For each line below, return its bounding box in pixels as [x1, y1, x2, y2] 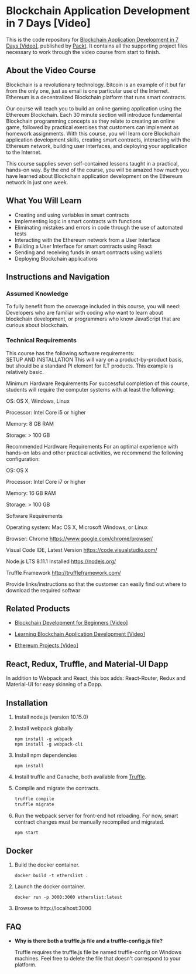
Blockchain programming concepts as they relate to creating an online [6, 117, 176, 124]
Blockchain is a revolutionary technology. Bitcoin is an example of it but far [6, 81, 186, 88]
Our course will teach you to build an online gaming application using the [6, 105, 182, 112]
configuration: [6, 455, 40, 462]
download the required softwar [6, 587, 81, 594]
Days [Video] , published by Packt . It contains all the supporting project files [6, 42, 188, 49]
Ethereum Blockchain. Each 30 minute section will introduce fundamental [6, 111, 183, 118]
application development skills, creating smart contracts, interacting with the [6, 136, 191, 143]
